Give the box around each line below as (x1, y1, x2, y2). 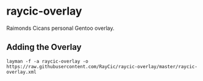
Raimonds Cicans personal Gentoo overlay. (6, 24, 115, 32)
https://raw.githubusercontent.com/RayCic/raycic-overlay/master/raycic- (6, 63, 198, 69)
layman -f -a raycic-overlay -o (6, 58, 88, 65)
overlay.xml (6, 69, 37, 75)
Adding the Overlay (6, 42, 82, 52)
